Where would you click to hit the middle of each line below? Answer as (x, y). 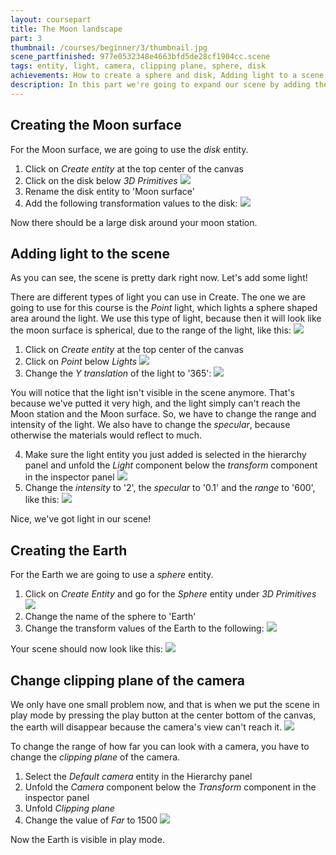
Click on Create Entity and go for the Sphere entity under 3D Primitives (170, 594)
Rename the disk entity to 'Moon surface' (110, 191)
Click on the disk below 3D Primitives (101, 180)
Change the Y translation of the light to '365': (118, 373)
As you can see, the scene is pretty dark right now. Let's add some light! (159, 278)
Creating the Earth (69, 550)
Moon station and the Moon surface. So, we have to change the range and (163, 414)
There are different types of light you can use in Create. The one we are (158, 297)
